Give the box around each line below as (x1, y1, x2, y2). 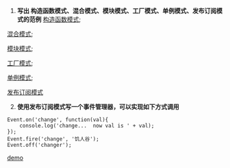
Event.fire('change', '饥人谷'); (7, 136, 99, 143)
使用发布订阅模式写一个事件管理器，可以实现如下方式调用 (16, 103, 179, 110)
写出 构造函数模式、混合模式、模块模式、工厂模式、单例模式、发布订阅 (16, 7, 217, 14)
